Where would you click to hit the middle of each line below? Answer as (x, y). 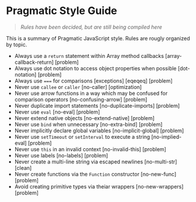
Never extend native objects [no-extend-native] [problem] (85, 118)
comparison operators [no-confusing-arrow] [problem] (81, 99)
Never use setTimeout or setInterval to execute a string (82, 136)
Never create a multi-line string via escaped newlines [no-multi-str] (96, 162)
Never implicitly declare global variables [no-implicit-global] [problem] (99, 131)
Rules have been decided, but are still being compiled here (91, 27)
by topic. (17, 44)
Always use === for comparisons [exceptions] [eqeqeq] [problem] (93, 81)
